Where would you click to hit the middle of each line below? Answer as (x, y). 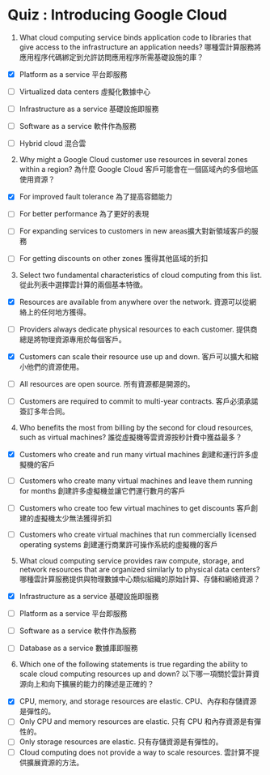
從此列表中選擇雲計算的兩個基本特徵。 (83, 285)
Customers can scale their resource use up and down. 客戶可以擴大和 (135, 356)
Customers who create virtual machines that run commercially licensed (138, 534)
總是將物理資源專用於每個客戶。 (72, 339)
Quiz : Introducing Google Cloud (118, 15)
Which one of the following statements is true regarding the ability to (133, 664)
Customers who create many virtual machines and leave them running (136, 481)
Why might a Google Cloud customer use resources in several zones (133, 160)
